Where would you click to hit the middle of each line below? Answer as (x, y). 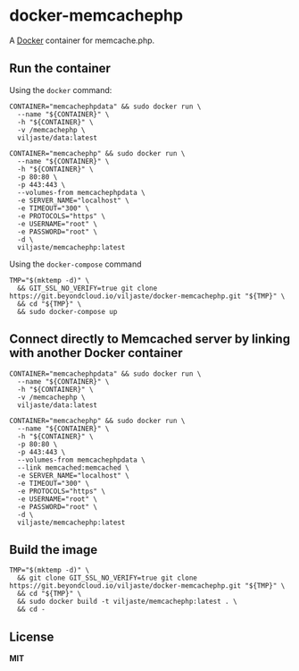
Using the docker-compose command (75, 264)
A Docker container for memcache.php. (82, 40)
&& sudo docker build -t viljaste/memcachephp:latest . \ (128, 602)
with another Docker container (96, 353)
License (32, 637)
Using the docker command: (61, 89)
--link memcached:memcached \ (73, 467)
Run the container (60, 68)
